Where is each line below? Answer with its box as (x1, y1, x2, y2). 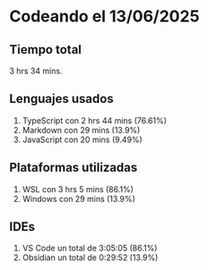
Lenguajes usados (9, 91, 114, 106)
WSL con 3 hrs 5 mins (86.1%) (22, 183, 134, 194)
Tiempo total (9, 42, 82, 57)
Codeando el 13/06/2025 (9, 6, 200, 27)
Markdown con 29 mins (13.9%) (22, 124, 141, 135)
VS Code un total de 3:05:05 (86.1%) (22, 243, 158, 254)
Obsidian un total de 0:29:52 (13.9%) (22, 252, 159, 263)
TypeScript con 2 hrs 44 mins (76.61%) (22, 114, 168, 126)
